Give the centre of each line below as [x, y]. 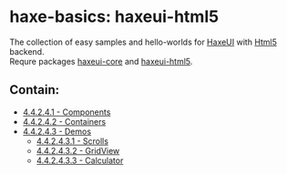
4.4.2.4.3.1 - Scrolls [72, 141]
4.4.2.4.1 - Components [67, 112]
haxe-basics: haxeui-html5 [114, 17]
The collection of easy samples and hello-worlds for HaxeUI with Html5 [143, 42]
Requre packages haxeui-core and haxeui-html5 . [101, 61]
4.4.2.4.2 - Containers [64, 121]
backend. [27, 51]
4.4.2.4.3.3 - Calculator [80, 160]
